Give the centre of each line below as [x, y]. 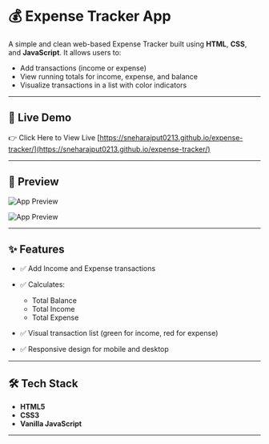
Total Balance [54, 301]
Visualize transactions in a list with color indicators [103, 85]
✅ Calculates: [42, 285]
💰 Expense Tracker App [90, 16]
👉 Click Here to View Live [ [54, 137]
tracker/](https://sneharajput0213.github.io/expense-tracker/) [109, 149]
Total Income [53, 309]
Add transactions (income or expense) [83, 68]
